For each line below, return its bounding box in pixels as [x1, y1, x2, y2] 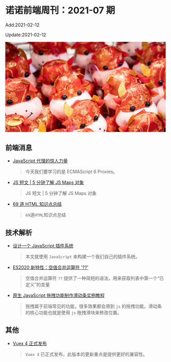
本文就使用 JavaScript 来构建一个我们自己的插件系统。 [25, 254, 140, 260]
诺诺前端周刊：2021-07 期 [5, 5, 116, 16]
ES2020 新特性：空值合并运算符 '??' [12, 264, 89, 270]
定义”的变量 [25, 282, 50, 288]
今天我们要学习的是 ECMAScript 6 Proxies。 [25, 169, 118, 175]
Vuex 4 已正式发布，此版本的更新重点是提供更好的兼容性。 [25, 351, 148, 357]
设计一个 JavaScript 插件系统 [12, 243, 74, 249]
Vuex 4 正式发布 [12, 340, 47, 346]
